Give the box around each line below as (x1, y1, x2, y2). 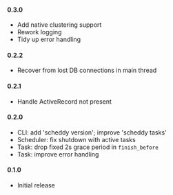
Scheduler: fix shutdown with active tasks (17, 135, 136, 144)
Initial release (17, 181, 55, 190)
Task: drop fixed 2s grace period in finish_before (17, 143, 159, 151)
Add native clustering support (17, 21, 102, 29)
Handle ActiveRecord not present (17, 97, 112, 106)
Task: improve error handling (17, 150, 99, 158)
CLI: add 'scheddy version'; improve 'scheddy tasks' (17, 128, 167, 137)
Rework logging (17, 28, 62, 36)
